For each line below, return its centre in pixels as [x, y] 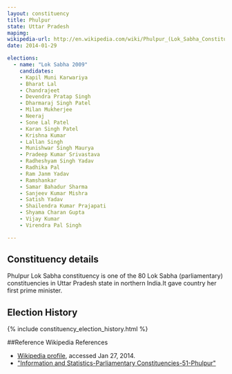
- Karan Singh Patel [49, 129]
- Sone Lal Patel [45, 122]
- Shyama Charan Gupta [52, 213]
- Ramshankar [38, 180]
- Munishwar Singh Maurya [57, 148]
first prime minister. [35, 290]
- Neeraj [32, 116]
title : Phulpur [29, 20]
